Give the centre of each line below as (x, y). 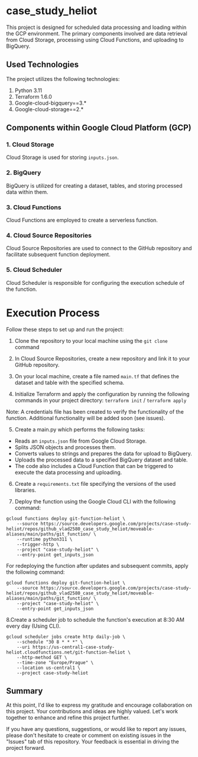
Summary (25, 691)
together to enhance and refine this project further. (68, 718)
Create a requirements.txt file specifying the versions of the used (95, 483)
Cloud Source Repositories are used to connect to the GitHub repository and (99, 248)
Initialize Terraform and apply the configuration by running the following (102, 394)
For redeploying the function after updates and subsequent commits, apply (97, 566)
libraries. (25, 490)
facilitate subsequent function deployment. (58, 255)
